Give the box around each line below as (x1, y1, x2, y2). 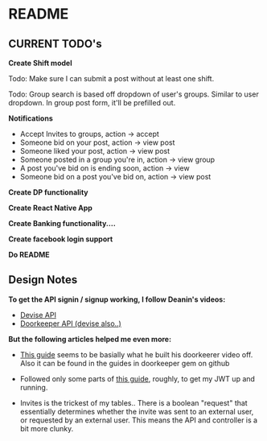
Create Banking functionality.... (8, 219, 117, 228)
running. (19, 382, 48, 392)
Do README (8, 250, 50, 259)
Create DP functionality (8, 188, 88, 197)
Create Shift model (8, 58, 72, 68)
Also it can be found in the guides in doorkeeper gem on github (19, 358, 230, 368)
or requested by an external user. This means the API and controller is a (19, 415, 258, 425)
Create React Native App (8, 203, 92, 212)
